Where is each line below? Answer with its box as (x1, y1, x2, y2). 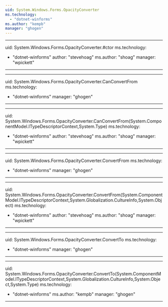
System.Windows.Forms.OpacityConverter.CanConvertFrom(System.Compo (5, 118, 162, 124)
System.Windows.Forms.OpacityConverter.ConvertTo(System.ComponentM (5, 271, 161, 277)
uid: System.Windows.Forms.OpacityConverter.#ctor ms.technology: (5, 45, 146, 51)
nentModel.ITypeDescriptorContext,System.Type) (5, 123, 107, 129)
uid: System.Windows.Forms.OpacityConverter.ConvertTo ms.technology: (5, 237, 157, 243)
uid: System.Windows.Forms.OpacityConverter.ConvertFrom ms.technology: (5, 158, 162, 164)
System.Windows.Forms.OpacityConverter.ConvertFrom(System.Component (5, 192, 163, 198)
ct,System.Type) (5, 281, 39, 287)
